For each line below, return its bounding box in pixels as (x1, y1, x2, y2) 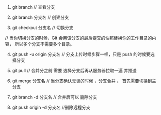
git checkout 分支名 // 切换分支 (12, 25, 74, 30)
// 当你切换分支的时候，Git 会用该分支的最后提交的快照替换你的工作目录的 (5, 35, 152, 41)
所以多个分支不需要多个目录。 (14, 41, 74, 47)
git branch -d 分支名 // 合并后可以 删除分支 (12, 94, 97, 100)
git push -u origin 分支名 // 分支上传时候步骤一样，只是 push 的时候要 (12, 51, 151, 57)
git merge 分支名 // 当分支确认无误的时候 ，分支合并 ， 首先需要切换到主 (12, 78, 157, 84)
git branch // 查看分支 (12, 4, 55, 10)
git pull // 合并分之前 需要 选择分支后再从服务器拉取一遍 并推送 (12, 68, 137, 73)
